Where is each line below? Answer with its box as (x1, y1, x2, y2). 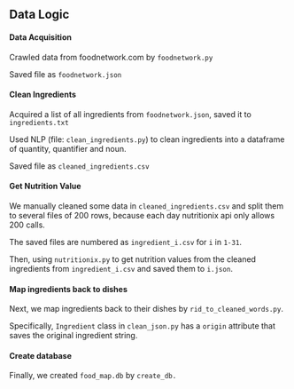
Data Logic (9, 7, 70, 22)
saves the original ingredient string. (9, 330, 138, 341)
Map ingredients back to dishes (9, 283, 128, 294)
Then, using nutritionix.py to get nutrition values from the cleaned (9, 254, 257, 265)
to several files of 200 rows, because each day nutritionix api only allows (9, 210, 275, 220)
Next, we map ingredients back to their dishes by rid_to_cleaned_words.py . (9, 304, 283, 314)
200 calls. (9, 219, 46, 230)
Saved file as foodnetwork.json (9, 68, 122, 79)
